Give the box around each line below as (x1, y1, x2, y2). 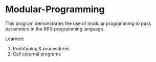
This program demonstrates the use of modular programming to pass (5, 20, 151, 26)
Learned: (5, 36, 25, 42)
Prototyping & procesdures (12, 45, 70, 51)
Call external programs (12, 51, 61, 57)
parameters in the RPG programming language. (5, 25, 105, 32)
